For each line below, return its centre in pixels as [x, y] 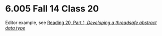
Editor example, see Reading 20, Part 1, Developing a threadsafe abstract [81, 22]
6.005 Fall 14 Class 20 [52, 9]
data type [15, 27]
